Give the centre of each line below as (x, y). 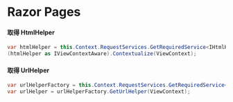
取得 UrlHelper (28, 70)
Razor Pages (44, 12)
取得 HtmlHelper (31, 32)
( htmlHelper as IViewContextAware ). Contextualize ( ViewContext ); (102, 54)
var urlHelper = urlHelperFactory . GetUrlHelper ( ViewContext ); (99, 92)
